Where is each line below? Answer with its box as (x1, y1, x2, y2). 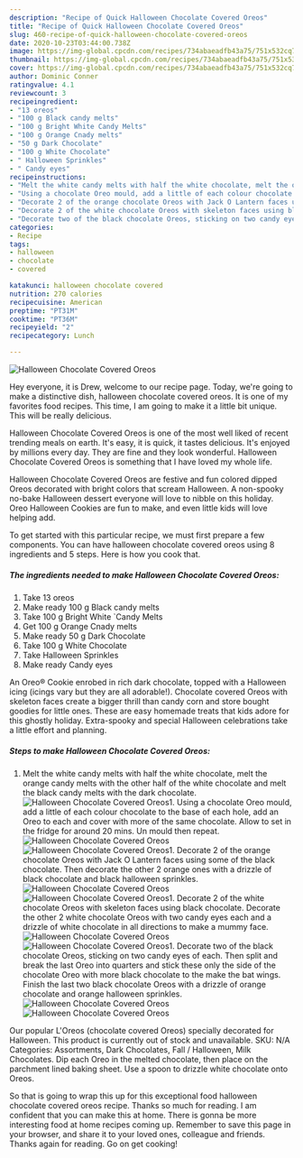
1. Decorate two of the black (169, 940, 273, 951)
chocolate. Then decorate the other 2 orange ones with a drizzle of (22, 863, 272, 875)
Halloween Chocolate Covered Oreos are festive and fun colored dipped (9, 474, 278, 484)
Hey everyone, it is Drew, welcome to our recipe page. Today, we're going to (9, 381, 293, 392)
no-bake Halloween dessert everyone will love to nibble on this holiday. (9, 493, 274, 503)
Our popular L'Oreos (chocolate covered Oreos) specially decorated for (9, 1025, 274, 1035)
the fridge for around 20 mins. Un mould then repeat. (22, 825, 220, 836)
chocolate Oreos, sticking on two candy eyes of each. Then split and (22, 950, 278, 960)
